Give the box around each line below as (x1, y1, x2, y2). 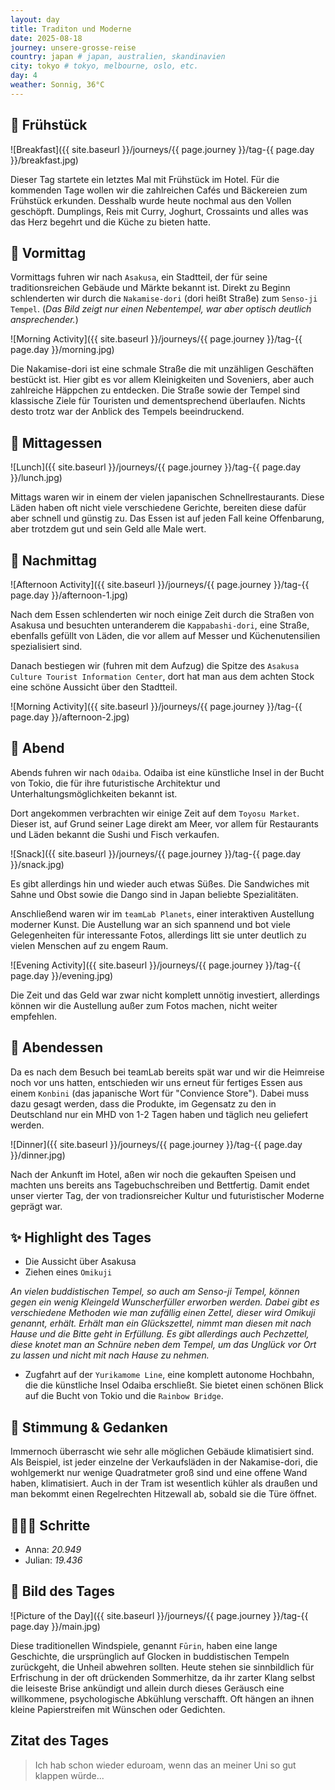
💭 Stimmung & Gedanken (10, 1419, 168, 1436)
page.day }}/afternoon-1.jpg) (10, 589, 129, 601)
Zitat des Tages (10, 1732, 109, 1750)
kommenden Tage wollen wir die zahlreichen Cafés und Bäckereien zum (10, 184, 308, 196)
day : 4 (10, 71, 38, 81)
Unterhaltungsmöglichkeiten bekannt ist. (10, 787, 178, 800)
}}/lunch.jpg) (10, 472, 63, 484)
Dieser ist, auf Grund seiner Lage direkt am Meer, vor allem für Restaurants (10, 817, 319, 830)
